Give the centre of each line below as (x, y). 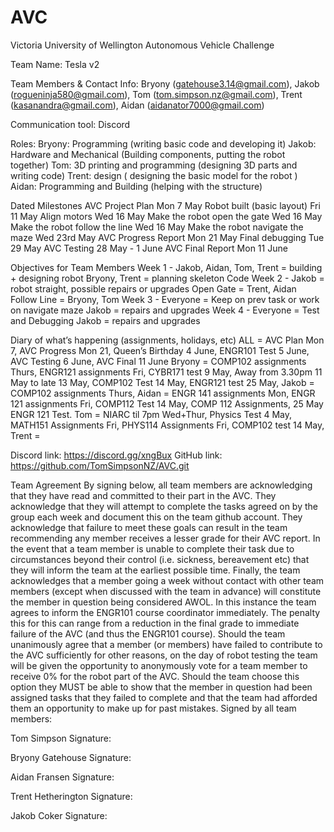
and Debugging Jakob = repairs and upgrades (105, 320)
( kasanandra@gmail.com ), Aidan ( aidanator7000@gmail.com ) (137, 105)
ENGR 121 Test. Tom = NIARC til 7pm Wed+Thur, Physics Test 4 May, (151, 414)
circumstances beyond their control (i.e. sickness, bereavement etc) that (160, 559)
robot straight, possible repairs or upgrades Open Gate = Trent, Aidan (153, 288)
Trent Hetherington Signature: (71, 796)
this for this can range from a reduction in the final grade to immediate (155, 623)
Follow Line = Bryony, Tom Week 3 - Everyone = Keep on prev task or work (165, 299)
